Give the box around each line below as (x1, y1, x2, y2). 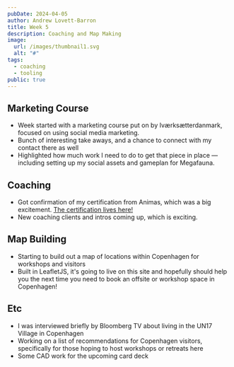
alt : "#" (13, 50, 40, 57)
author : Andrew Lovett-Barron (7, 17, 97, 24)
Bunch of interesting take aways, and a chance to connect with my (17, 136, 212, 145)
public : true (7, 76, 46, 83)
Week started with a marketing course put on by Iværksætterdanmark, (17, 121, 223, 129)
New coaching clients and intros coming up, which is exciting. (17, 213, 198, 221)
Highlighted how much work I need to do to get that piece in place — (17, 151, 218, 160)
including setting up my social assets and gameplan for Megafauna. (17, 158, 215, 167)
